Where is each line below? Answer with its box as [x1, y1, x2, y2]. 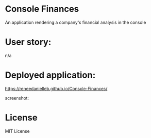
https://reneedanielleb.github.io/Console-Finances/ [5, 86, 108, 91]
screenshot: [5, 95, 29, 101]
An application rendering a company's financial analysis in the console [5, 19, 147, 25]
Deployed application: [5, 69, 96, 81]
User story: [5, 36, 51, 48]
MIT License [5, 128, 30, 134]
